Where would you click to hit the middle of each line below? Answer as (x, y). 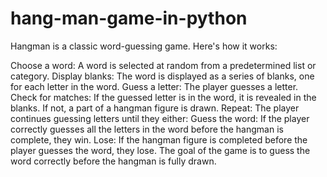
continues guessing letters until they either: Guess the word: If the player (160, 118)
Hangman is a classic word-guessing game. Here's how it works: (144, 46)
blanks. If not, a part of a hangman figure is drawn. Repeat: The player (155, 108)
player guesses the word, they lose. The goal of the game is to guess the (160, 150)
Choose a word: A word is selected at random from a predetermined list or (163, 65)
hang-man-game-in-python (129, 18)
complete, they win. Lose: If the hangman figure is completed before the (159, 139)
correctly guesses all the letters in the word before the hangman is (147, 129)
